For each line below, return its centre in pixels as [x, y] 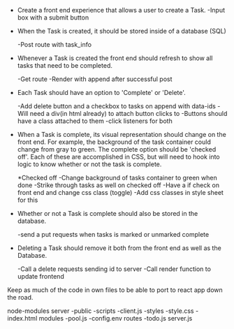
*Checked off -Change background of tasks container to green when [117, 178]
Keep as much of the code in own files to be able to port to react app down [115, 290]
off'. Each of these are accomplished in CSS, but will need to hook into [118, 157]
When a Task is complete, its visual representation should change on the [122, 134]
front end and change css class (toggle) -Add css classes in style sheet [120, 192]
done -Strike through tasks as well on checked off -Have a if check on [118, 185]
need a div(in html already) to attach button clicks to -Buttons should [129, 114]
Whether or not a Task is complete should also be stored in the [108, 213]
